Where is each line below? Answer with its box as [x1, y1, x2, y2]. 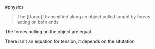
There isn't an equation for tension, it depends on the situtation [5, 38, 135, 44]
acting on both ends [17, 19, 59, 25]
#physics [5, 4, 24, 10]
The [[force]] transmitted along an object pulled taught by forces [17, 14, 151, 19]
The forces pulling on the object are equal [5, 29, 91, 34]
